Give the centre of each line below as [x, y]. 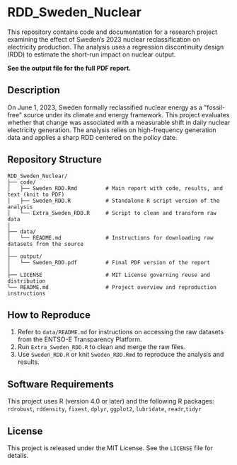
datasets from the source [45, 244]
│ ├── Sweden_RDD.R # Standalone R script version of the [114, 201]
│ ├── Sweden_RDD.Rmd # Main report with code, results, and [115, 188]
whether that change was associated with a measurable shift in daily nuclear [119, 122]
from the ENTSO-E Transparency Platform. [80, 339]
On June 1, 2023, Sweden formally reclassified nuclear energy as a [105, 107]
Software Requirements [61, 384]
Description [34, 90]
